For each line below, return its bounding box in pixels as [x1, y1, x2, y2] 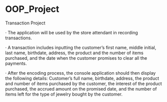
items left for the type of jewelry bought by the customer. [5, 91, 122, 97]
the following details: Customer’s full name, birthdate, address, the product [5, 75, 159, 81]
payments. [5, 60, 27, 66]
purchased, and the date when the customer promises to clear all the [5, 55, 147, 61]
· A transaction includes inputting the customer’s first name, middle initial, [5, 44, 156, 50]
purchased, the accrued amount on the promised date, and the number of [5, 86, 157, 92]
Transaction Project [5, 20, 45, 26]
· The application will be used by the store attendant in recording [5, 29, 138, 35]
